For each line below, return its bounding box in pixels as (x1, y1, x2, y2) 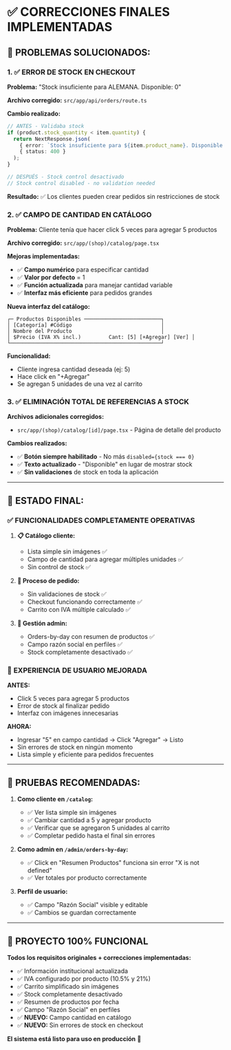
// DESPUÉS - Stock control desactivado (7, 173, 125, 180)
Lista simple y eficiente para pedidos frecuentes (16, 750, 154, 758)
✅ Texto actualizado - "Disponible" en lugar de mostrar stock (16, 460, 192, 468)
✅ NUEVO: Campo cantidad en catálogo (16, 1013, 132, 1021)
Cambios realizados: (7, 439, 67, 448)
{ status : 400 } (19, 149, 67, 155)
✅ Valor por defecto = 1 (16, 273, 85, 282)
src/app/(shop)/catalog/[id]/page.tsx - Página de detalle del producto (16, 426, 221, 434)
